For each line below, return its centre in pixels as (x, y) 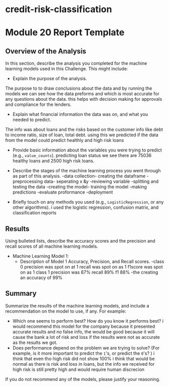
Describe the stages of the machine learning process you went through (87, 171)
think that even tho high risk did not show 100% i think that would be (83, 359)
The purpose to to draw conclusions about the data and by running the (79, 88)
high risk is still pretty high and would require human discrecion (78, 369)
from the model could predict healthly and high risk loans (65, 140)
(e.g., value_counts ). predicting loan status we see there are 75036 (82, 156)
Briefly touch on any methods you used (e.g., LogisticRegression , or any (88, 202)
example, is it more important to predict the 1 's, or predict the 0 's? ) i (83, 353)
